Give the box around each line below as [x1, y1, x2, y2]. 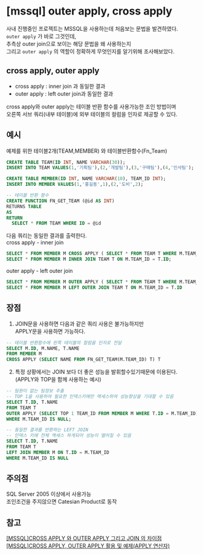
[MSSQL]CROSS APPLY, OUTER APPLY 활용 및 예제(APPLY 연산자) [6, 542, 170, 550]
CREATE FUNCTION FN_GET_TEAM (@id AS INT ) [6, 198, 115, 204]
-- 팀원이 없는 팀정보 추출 [6, 388, 65, 394]
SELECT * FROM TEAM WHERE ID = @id [11, 220, 101, 226]
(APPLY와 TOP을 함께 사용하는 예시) [14, 376, 101, 383]
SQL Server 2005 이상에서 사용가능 [6, 490, 92, 498]
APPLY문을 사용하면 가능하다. [14, 327, 86, 335]
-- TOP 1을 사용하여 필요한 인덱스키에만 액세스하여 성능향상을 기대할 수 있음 [6, 393, 174, 399]
